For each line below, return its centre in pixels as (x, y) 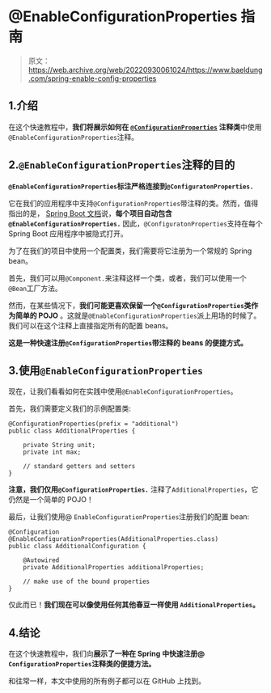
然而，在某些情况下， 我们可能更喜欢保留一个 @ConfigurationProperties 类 (130, 305)
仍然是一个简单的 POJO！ (51, 500)
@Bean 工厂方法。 (35, 288)
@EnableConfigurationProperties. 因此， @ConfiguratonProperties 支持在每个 (135, 223)
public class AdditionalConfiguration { (78, 547)
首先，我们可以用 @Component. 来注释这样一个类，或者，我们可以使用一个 (127, 278)
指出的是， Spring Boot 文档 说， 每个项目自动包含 (90, 213)
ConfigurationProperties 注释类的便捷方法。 (82, 664)
